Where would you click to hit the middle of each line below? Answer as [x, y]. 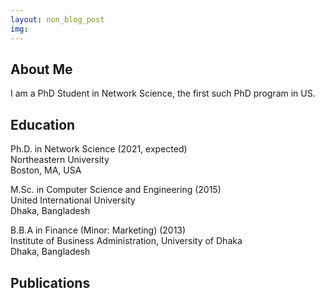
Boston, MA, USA [46, 170]
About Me [41, 69]
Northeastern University [60, 160]
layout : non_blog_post [57, 19]
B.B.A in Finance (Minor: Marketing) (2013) [98, 230]
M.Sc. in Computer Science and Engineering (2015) [116, 190]
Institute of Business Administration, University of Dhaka [126, 241]
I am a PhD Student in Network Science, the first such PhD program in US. [163, 93]
